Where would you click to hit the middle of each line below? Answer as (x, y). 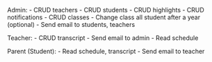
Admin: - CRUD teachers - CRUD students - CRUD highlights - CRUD (106, 10)
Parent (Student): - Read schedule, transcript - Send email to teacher (106, 51)
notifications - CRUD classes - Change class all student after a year (104, 17)
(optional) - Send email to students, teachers (71, 24)
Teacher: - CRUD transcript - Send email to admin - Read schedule (103, 38)
